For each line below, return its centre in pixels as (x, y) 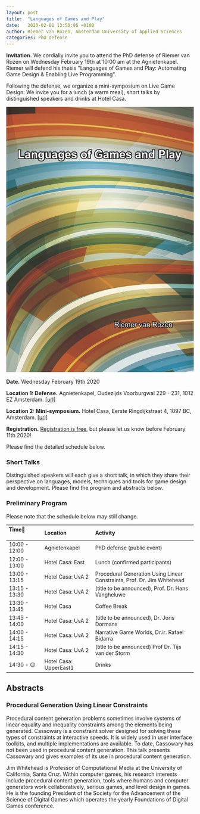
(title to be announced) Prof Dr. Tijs (138, 647)
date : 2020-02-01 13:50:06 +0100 (50, 25)
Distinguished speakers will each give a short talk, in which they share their (98, 475)
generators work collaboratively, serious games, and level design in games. (99, 787)
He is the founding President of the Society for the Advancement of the (93, 793)
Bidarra (104, 638)
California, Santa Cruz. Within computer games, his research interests (92, 774)
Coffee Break (111, 606)
